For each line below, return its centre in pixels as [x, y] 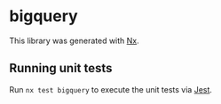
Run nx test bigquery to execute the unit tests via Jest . [111, 89]
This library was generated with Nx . [74, 41]
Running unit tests [61, 68]
